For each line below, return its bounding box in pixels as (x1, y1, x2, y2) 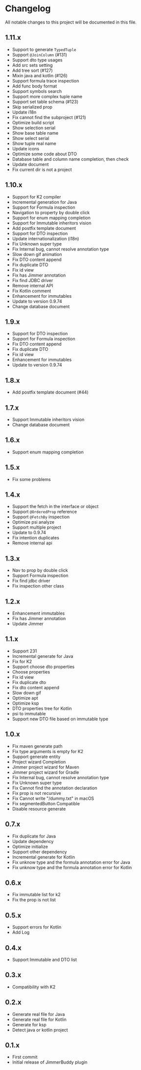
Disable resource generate (12, 806, 66, 812)
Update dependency (12, 838, 54, 844)
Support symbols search (12, 88, 62, 94)
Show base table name (12, 130, 59, 136)
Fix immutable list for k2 (12, 892, 61, 898)
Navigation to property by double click (12, 209, 90, 215)
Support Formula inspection (12, 573, 69, 579)
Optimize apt (12, 695, 38, 701)
